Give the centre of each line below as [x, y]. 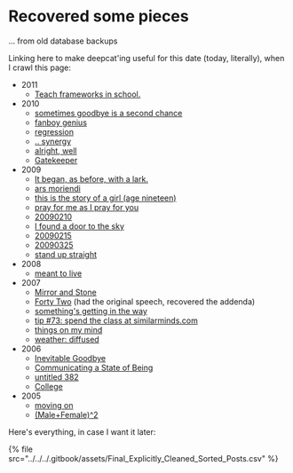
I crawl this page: [40, 67]
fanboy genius [61, 122]
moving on [54, 405]
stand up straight [65, 254]
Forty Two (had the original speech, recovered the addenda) [145, 301]
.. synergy [53, 141]
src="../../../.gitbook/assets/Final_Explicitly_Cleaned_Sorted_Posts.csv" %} [143, 458]
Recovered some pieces [99, 16]
